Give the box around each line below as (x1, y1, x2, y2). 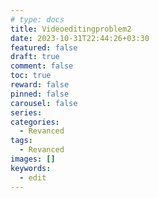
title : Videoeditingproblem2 (10, 24, 132, 34)
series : (10, 107, 43, 118)
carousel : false (10, 98, 78, 108)
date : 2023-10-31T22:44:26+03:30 (10, 33, 150, 43)
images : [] (10, 154, 56, 164)
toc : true (10, 71, 52, 81)
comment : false (10, 61, 74, 71)
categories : (10, 117, 60, 127)
